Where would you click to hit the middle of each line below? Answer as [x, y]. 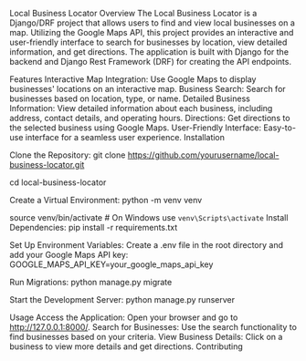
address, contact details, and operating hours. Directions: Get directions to [150, 118]
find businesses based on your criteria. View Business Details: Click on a [146, 337]
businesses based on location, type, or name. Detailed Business [130, 98]
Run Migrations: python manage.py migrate [91, 282]
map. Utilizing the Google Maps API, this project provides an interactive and [152, 32]
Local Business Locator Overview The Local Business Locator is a [133, 13]
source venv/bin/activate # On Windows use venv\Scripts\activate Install [149, 217]
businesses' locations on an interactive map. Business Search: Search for [148, 89]
